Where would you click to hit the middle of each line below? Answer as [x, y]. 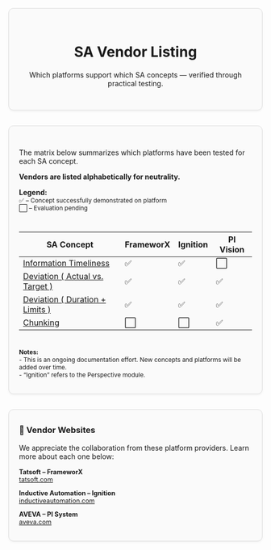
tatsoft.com [36, 479]
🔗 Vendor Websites [57, 430]
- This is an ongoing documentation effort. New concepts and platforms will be [130, 360]
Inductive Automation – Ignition [67, 493]
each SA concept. [48, 161]
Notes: [29, 352]
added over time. [43, 367]
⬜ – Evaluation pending [54, 208]
